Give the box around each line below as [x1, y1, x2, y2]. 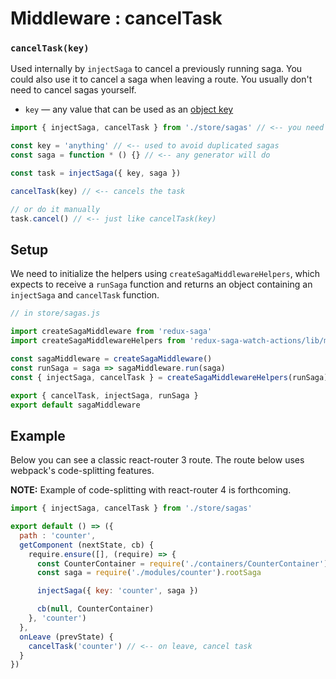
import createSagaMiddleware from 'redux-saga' [10, 327, 213, 337]
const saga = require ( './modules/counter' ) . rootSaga [36, 568, 262, 578]
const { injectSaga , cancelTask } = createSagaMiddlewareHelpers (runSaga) [10, 372, 329, 382]
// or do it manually [10, 204, 101, 214]
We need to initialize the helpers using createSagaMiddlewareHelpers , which [10, 268, 321, 280]
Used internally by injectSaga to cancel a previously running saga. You [10, 63, 303, 75]
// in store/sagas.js [10, 308, 101, 319]
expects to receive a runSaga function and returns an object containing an [10, 278, 313, 291]
